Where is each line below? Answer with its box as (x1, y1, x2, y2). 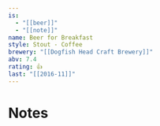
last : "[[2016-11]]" (8, 70, 76, 78)
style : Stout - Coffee (8, 41, 83, 49)
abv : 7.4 (8, 56, 37, 64)
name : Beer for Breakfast (8, 33, 93, 42)
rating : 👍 (8, 63, 43, 71)
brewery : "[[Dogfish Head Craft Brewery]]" (8, 48, 154, 56)
